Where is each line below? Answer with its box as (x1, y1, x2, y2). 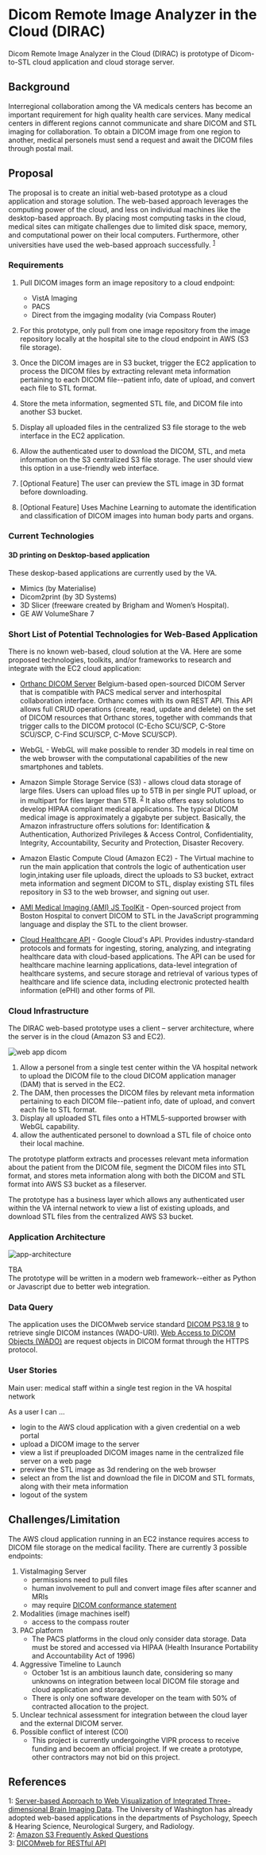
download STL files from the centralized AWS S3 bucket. (8, 1211, 195, 1221)
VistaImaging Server (19, 1566, 87, 1576)
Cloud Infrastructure (8, 1005, 89, 1016)
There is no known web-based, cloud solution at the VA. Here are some (8, 646, 242, 656)
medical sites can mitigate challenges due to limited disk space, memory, (8, 221, 248, 231)
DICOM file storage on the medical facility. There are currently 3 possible (8, 1543, 248, 1552)
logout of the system (19, 1489, 88, 1500)
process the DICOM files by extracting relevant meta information (19, 366, 231, 375)
